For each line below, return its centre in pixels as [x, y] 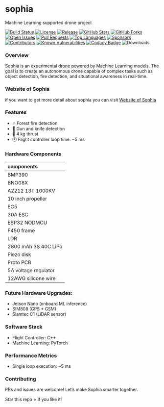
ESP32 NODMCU [27, 223]
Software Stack [24, 327]
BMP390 [18, 175]
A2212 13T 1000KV [31, 191]
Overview [17, 55]
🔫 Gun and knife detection [38, 128]
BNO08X [18, 183]
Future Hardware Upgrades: [39, 293]
